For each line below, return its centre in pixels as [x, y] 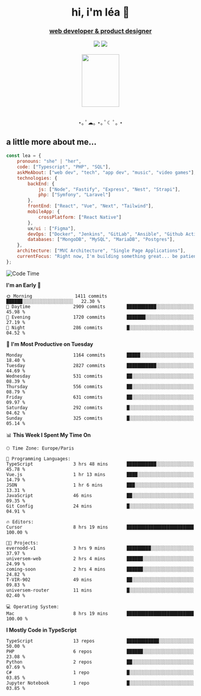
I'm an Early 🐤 [24, 285]
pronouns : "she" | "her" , [49, 162]
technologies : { [37, 178]
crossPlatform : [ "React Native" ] [80, 217]
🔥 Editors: [20, 522]
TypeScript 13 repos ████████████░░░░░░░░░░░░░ [100, 641]
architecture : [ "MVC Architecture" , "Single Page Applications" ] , [101, 251]
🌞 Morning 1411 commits [57, 296]
